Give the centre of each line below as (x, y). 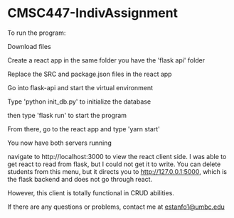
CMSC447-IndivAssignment (93, 13)
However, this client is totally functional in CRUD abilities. (91, 192)
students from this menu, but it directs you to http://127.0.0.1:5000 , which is (117, 171)
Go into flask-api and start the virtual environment (80, 87)
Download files (29, 46)
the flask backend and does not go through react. (80, 179)
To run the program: (37, 33)
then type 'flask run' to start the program (67, 115)
